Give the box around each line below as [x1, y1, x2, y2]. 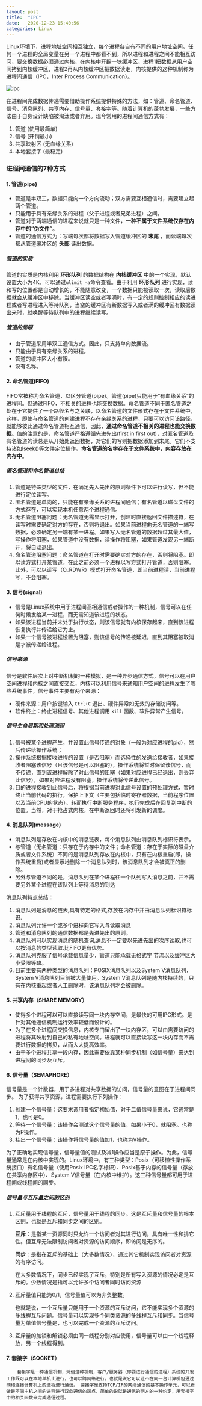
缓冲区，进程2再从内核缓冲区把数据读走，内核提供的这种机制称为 [32, 66, 194, 73]
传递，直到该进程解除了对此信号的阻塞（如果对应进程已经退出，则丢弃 [20, 769, 194, 776]
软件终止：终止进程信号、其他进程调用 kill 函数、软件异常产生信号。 [14, 707, 188, 714]
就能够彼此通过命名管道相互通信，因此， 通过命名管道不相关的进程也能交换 [6, 422, 191, 429]
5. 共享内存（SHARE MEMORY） [6, 997, 88, 1004]
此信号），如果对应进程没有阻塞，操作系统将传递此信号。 [14, 776, 155, 783]
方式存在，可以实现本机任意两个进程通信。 [14, 506, 121, 513]
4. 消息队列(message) [6, 821, 61, 828]
